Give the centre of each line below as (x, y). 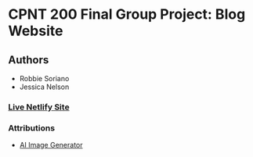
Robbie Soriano (44, 78)
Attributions (32, 128)
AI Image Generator (51, 145)
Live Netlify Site (39, 107)
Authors (29, 60)
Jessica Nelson (44, 87)
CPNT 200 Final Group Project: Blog (127, 14)
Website (36, 31)
